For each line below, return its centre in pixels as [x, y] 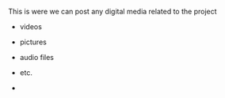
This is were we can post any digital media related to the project [113, 11]
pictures [33, 42]
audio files [36, 57]
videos [31, 26]
